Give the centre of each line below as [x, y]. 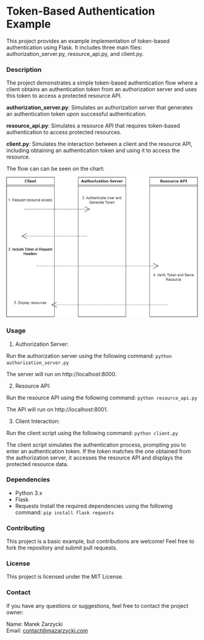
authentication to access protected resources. [64, 132]
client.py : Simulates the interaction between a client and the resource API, [99, 144]
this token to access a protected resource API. [64, 96]
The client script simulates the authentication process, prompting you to [96, 444]
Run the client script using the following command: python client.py [92, 433]
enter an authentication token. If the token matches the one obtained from [99, 451]
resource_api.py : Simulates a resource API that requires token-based [93, 126]
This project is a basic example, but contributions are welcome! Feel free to [100, 542]
